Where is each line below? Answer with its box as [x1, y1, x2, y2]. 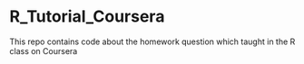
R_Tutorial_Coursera [9, 6, 165, 27]
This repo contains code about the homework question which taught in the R [9, 36, 296, 47]
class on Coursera [9, 45, 78, 56]
